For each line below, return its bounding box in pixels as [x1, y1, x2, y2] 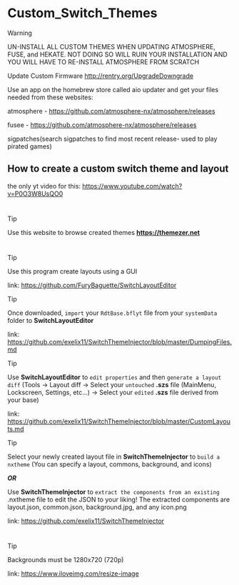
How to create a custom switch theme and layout [7, 163, 229, 175]
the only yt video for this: [7, 181, 81, 190]
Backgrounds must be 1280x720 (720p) [7, 556, 124, 564]
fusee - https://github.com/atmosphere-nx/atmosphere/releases [7, 120, 197, 129]
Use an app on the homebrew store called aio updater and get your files [7, 85, 219, 94]
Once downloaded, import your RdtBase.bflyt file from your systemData [7, 309, 218, 317]
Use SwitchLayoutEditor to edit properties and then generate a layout [7, 373, 222, 381]
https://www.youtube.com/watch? [81, 181, 183, 190]
